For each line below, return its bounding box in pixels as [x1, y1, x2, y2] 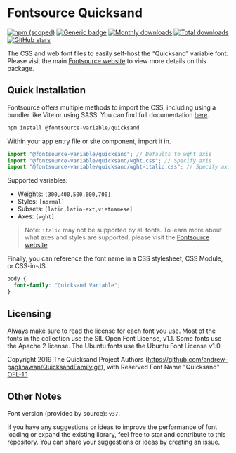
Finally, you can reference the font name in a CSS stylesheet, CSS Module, [7, 254, 223, 263]
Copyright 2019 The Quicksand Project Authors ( [7, 355, 148, 363]
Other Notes [7, 390, 62, 402]
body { [7, 275, 27, 282]
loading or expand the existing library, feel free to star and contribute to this [7, 430, 226, 438]
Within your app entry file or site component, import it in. [7, 137, 171, 145]
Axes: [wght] [17, 212, 55, 221]
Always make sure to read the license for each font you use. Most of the [7, 327, 216, 335]
